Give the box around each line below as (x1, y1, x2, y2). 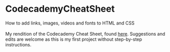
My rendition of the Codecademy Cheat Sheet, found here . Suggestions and (5, 31, 165, 37)
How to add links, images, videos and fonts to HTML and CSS (5, 20, 135, 26)
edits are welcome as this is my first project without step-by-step (5, 36, 142, 42)
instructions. (5, 41, 32, 47)
